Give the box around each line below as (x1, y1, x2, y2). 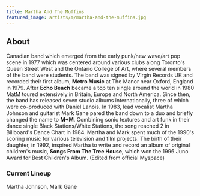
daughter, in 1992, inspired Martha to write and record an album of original (6, 141, 190, 149)
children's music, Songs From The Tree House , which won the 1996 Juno (6, 148, 189, 155)
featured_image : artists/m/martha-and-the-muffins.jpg (6, 14, 147, 20)
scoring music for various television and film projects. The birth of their (6, 135, 182, 143)
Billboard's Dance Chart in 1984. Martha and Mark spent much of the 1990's (6, 129, 194, 136)
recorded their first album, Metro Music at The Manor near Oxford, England (6, 78, 193, 85)
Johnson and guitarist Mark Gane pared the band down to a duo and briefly (6, 110, 193, 117)
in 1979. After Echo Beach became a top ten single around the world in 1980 (6, 85, 195, 92)
